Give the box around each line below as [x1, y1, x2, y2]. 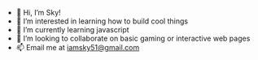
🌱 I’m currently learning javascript [15, 25, 129, 34]
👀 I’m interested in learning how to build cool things [15, 16, 189, 26]
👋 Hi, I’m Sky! [15, 8, 61, 17]
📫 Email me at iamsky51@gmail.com [15, 43, 140, 52]
